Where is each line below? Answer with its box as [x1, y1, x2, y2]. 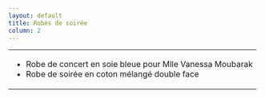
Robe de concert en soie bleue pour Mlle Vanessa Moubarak [26, 59, 254, 70]
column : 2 [8, 26, 42, 34]
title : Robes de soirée [8, 19, 88, 27]
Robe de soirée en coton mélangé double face [26, 69, 199, 80]
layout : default [8, 11, 62, 20]
